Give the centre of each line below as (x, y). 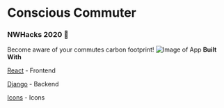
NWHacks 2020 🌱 (38, 35)
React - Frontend (31, 70)
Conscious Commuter (72, 13)
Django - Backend (33, 84)
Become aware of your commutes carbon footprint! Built (112, 49)
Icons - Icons (26, 98)
